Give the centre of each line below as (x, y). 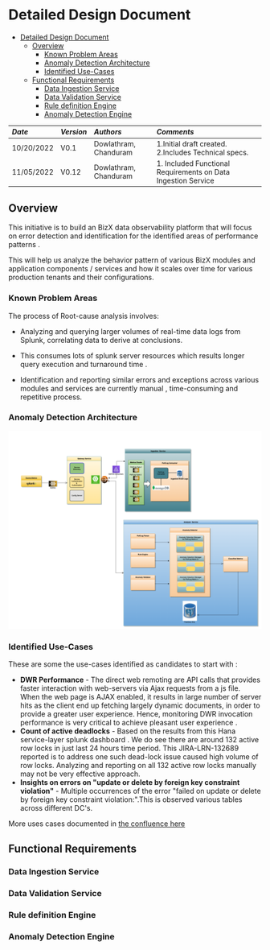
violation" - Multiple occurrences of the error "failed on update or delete (140, 791)
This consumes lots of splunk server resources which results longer (132, 355)
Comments (175, 132)
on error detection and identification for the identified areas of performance (133, 236)
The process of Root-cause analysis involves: (84, 316)
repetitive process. (51, 397)
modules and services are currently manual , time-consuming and (129, 388)
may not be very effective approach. (80, 774)
